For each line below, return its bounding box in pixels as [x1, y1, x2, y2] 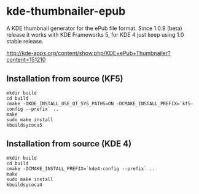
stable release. [6, 37, 44, 45]
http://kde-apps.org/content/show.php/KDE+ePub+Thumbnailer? [6, 49, 171, 56]
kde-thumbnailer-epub [6, 4, 126, 18]
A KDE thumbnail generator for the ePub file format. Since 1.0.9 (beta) [6, 24, 182, 32]
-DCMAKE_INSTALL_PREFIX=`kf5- [116, 100, 193, 106]
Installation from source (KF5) [6, 73, 123, 84]
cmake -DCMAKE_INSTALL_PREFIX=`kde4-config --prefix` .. [6, 165, 155, 172]
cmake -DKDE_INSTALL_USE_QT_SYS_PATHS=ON [6, 100, 114, 106]
